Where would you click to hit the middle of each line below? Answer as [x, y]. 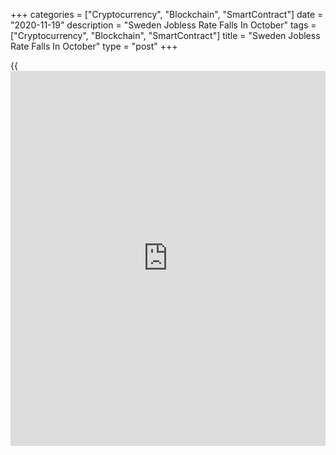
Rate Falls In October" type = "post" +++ [94, 46]
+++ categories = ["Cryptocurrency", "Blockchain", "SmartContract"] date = [167, 14]
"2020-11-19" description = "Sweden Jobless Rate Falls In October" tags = [163, 25]
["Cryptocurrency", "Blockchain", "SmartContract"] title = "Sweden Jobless [165, 35]
